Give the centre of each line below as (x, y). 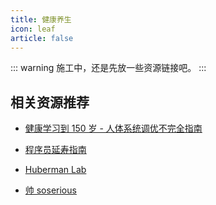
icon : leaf (33, 29)
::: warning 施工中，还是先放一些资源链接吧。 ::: (108, 68)
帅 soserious (50, 190)
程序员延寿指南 (55, 150)
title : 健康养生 (41, 19)
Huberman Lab (55, 170)
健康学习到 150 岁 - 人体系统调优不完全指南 (113, 128)
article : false (42, 38)
